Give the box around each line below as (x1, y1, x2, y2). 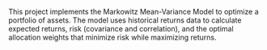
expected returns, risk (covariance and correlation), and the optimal (8, 24, 234, 33)
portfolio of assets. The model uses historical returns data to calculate (8, 15, 242, 25)
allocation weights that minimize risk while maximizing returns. (8, 32, 217, 42)
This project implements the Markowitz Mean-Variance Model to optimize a (8, 7, 259, 16)
